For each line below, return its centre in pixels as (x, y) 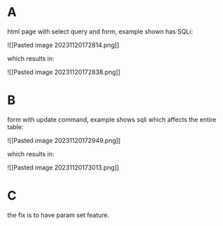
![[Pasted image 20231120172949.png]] (64, 140)
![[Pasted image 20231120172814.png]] (63, 45)
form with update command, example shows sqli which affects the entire (112, 119)
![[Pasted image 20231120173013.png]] (63, 167)
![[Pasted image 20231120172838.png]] (64, 72)
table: (15, 127)
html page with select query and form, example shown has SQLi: (100, 31)
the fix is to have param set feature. (58, 215)
